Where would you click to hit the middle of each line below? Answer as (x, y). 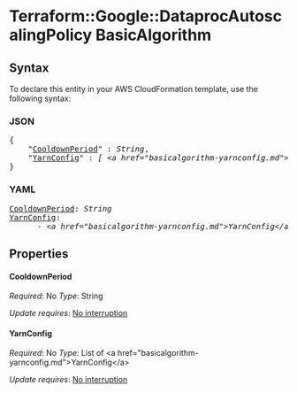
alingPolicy (51, 35)
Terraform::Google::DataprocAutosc (146, 16)
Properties (39, 254)
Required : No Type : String (56, 296)
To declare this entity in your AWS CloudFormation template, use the (133, 89)
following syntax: (40, 98)
